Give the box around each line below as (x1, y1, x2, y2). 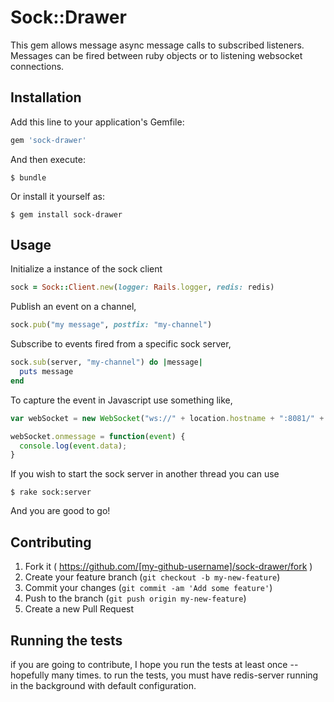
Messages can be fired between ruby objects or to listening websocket (10, 49, 303, 61)
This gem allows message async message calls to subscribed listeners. (10, 39, 305, 51)
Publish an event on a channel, (10, 301, 137, 313)
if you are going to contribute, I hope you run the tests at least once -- (10, 658, 299, 670)
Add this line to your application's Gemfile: (10, 116, 185, 128)
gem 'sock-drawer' (10, 135, 87, 145)
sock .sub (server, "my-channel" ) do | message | (10, 357, 203, 368)
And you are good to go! (10, 505, 111, 517)
